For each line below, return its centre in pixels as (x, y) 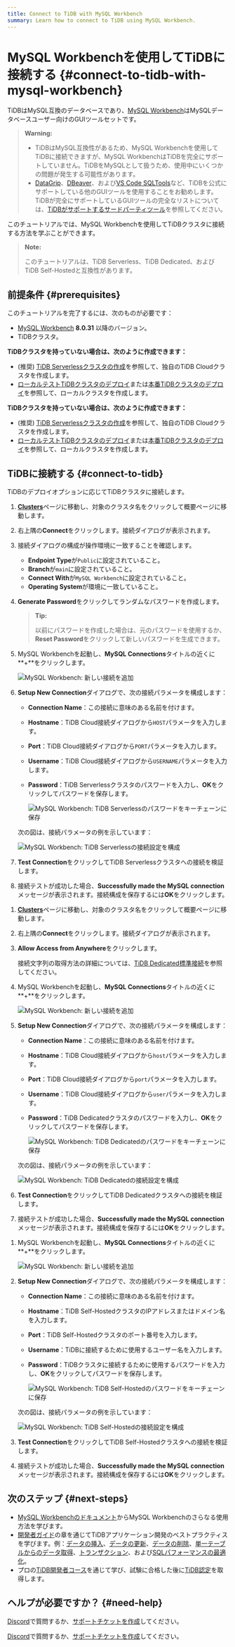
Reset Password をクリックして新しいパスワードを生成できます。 (129, 639)
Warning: (38, 134)
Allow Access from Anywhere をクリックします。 (89, 948)
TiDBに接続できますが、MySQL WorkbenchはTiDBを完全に (120, 157)
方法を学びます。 (42, 1525)
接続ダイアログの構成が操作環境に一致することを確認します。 (106, 545)
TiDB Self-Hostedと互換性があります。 (80, 271)
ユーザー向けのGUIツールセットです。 (86, 120)
